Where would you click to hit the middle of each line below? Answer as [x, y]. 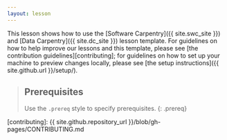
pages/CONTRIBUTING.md [46, 130]
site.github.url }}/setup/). [43, 70]
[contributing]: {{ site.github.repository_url [67, 122]
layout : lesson [29, 14]
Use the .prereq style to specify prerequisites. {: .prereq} [106, 109]
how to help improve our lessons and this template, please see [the [103, 48]
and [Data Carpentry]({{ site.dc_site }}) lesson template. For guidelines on [112, 41]
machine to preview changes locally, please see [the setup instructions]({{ [113, 62]
